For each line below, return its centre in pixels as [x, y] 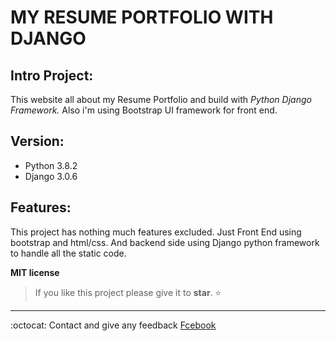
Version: [37, 141]
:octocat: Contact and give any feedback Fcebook [113, 325]
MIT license [35, 272]
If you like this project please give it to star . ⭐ [128, 292]
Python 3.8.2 [51, 165]
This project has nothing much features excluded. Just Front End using [156, 232]
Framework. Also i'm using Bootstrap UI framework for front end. [144, 110]
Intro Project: [52, 75]
